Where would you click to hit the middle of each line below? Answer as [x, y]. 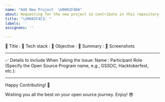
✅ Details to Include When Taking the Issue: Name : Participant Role [74, 60]
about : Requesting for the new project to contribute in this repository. [83, 14]
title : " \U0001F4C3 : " [28, 19]
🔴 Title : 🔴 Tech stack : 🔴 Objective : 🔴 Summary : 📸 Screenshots [70, 46]
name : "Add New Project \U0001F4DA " [44, 10]
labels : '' [16, 23]
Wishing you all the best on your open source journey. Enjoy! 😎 [69, 95]
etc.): [10, 71]
